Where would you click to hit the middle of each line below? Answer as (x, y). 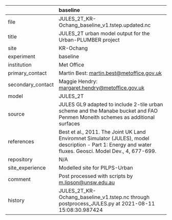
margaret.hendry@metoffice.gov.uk (102, 88)
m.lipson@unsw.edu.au (87, 182)
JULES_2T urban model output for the (104, 34)
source (16, 114)
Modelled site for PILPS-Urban (96, 168)
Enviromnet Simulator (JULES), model (104, 138)
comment (19, 179)
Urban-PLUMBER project (89, 40)
